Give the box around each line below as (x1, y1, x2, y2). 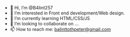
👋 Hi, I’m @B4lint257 (10, 5, 53, 10)
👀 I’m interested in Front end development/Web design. (10, 10, 125, 16)
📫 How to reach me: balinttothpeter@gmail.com (10, 26, 111, 32)
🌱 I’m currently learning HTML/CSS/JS (10, 15, 90, 21)
